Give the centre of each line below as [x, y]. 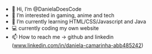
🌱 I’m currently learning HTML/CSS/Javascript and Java [79, 21]
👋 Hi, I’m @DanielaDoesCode [46, 9]
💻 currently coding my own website [55, 28]
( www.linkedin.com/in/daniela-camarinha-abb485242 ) [77, 45]
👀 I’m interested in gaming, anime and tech [63, 15]
